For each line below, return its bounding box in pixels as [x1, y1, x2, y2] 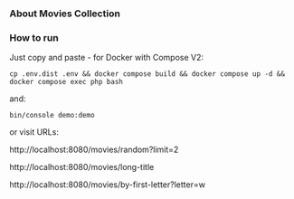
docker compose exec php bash [9, 78, 124, 87]
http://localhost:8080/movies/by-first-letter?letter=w [9, 179, 206, 190]
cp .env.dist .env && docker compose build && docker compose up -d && [9, 70, 285, 79]
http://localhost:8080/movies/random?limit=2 [9, 144, 179, 156]
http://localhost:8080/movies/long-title [9, 162, 155, 173]
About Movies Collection [9, 7, 120, 20]
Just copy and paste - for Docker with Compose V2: [9, 52, 204, 63]
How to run [9, 31, 59, 43]
